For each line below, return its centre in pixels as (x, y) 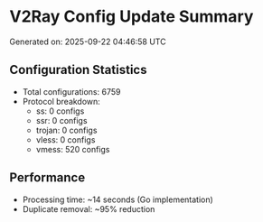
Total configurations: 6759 (71, 91)
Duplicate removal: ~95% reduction (89, 208)
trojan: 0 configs (66, 130)
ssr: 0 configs (61, 120)
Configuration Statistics (78, 70)
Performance (47, 178)
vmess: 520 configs (73, 149)
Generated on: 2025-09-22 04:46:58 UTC (88, 42)
